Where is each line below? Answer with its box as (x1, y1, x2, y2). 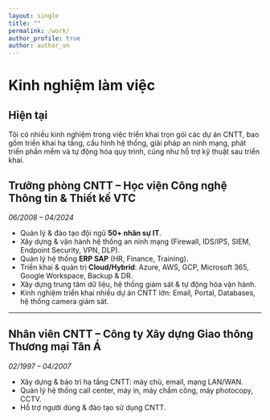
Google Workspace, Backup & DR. (19, 270, 133, 280)
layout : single (8, 11, 59, 20)
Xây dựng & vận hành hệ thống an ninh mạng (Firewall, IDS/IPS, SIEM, (19, 237, 252, 246)
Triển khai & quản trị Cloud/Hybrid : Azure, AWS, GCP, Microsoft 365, (19, 262, 249, 272)
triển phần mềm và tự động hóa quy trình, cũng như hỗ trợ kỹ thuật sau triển (8, 146, 260, 157)
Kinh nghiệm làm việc (8, 76, 155, 95)
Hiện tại (8, 108, 48, 121)
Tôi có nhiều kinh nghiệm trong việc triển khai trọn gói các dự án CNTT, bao (8, 130, 260, 139)
